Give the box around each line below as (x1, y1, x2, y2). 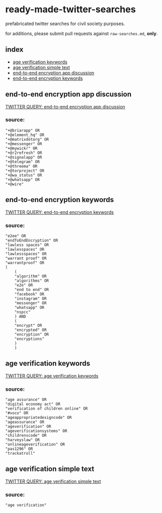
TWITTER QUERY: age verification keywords (5, 372, 99, 379)
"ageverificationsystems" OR (5, 429, 67, 434)
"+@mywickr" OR (5, 146, 38, 151)
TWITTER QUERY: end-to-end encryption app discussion (5, 103, 125, 109)
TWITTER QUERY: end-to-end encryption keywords (5, 209, 114, 215)
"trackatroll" (5, 451, 36, 456)
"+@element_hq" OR (5, 132, 44, 138)
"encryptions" (14, 336, 44, 341)
